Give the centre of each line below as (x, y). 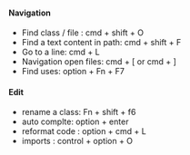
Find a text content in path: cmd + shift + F (101, 43)
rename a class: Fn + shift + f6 (79, 112)
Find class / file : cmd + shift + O (83, 33)
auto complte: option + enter (75, 121)
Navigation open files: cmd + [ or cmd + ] (99, 62)
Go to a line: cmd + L (61, 52)
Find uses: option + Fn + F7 (73, 72)
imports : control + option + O (77, 141)
